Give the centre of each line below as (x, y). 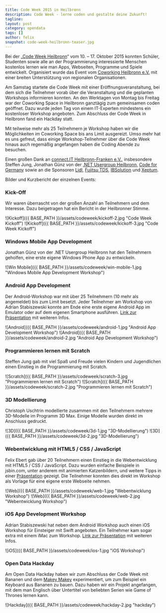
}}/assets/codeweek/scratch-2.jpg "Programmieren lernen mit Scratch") (79, 387)
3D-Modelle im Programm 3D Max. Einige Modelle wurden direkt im (74, 416)
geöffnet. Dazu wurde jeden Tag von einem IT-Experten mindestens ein (78, 108)
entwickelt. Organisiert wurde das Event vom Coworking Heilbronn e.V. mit (81, 72)
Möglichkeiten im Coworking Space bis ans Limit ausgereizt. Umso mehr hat (83, 134)
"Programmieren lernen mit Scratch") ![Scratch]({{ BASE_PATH (69, 382)
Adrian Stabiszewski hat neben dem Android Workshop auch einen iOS (78, 525)
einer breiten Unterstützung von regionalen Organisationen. (66, 77)
